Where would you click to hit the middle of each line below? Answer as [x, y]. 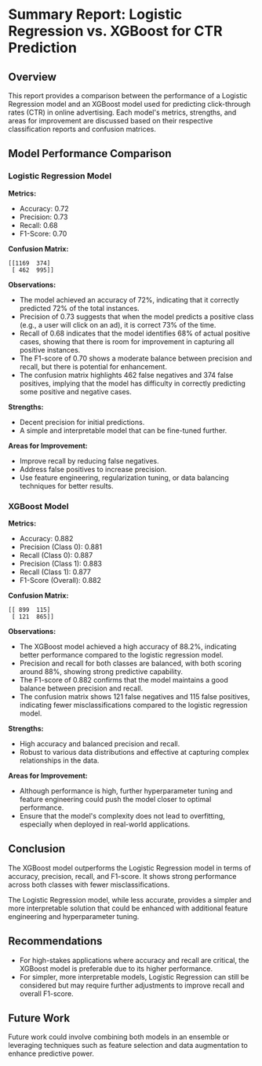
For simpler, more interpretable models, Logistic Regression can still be [134, 976]
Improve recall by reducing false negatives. [89, 460]
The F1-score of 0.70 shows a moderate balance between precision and [136, 358]
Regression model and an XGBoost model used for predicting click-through [129, 104]
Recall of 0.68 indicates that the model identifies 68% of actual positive [135, 333]
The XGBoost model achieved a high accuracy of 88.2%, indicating [128, 647]
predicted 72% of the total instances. [79, 308]
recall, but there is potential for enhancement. [93, 366]
